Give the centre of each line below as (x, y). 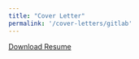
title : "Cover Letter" (47, 16)
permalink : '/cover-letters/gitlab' (70, 23)
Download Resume (40, 46)
